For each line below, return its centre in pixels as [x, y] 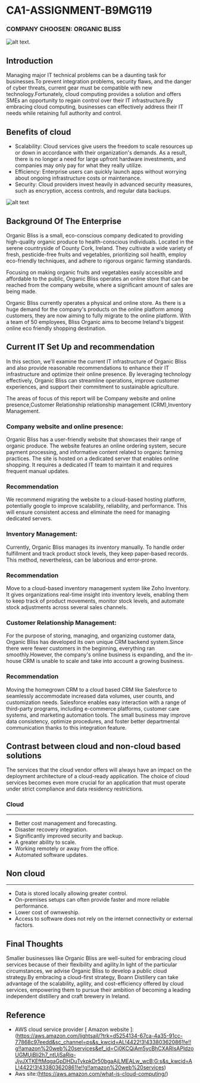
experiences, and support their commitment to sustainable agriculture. [93, 387]
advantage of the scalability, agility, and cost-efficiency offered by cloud [95, 984]
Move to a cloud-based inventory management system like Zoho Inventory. [98, 588]
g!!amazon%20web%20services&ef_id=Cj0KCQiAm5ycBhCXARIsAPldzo [104, 1048]
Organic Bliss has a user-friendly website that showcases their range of [94, 440]
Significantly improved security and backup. [69, 835]
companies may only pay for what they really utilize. [79, 165]
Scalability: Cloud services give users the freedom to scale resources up [104, 146]
